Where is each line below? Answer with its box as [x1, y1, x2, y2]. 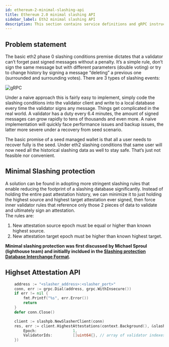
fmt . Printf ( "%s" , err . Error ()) [23, 296, 89, 301]
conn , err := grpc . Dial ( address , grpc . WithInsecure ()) [14, 286, 132, 292]
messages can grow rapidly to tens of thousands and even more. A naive [5, 116, 157, 122]
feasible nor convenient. [5, 152, 55, 159]
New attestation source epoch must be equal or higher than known [12, 222, 151, 228]
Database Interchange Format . [5, 253, 70, 260]
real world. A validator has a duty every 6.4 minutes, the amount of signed [5, 110, 159, 117]
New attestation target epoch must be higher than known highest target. [12, 233, 162, 239]
